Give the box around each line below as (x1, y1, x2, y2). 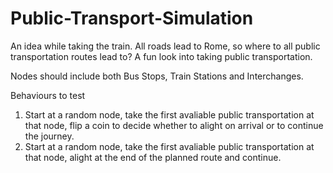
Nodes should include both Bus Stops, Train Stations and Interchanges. (10, 70, 304, 82)
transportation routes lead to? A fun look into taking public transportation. (10, 50, 313, 62)
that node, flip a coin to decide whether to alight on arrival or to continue (24, 119, 324, 131)
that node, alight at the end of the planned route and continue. (24, 151, 282, 163)
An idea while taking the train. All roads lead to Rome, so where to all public (10, 40, 321, 52)
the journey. (24, 130, 75, 142)
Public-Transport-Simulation (10, 7, 254, 30)
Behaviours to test (10, 89, 86, 101)
